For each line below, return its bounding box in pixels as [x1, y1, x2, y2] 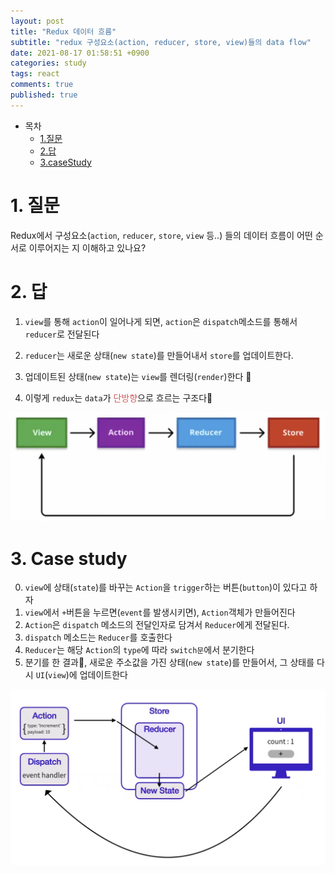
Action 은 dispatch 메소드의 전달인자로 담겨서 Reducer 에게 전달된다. [24, 619, 290, 631]
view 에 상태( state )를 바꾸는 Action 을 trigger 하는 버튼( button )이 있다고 [24, 581, 308, 594]
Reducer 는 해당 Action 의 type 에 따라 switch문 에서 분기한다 [24, 644, 255, 656]
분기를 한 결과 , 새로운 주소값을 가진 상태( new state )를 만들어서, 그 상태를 [24, 656, 315, 669]
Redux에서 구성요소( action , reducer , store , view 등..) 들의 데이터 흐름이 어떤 [10, 229, 313, 241]
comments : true [10, 80, 74, 90]
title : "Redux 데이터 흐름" [10, 26, 117, 37]
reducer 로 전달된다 [24, 328, 100, 340]
